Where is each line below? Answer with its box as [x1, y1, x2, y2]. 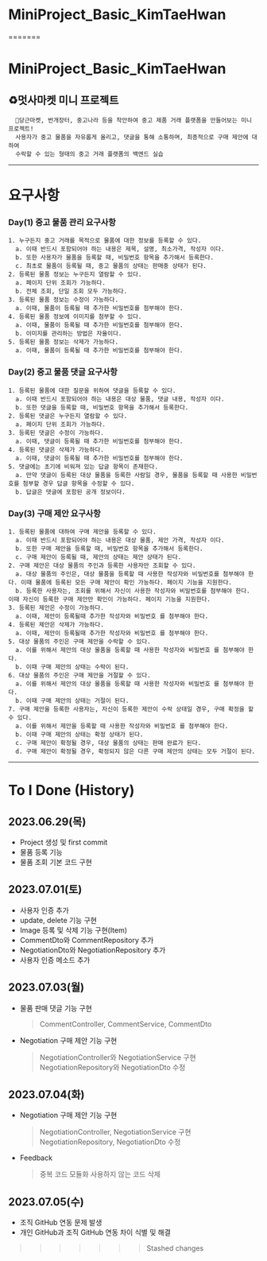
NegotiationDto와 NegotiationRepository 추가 [19, 945, 166, 955]
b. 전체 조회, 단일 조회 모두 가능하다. [15, 288, 128, 296]
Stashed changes [146, 1244, 204, 1253]
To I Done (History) [8, 782, 135, 800]
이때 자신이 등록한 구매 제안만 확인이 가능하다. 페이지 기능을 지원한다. [8, 596, 211, 603]
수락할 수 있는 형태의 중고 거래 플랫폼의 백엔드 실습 [15, 149, 164, 158]
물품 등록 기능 [19, 848, 63, 857]
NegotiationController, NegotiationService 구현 [39, 1127, 192, 1137]
